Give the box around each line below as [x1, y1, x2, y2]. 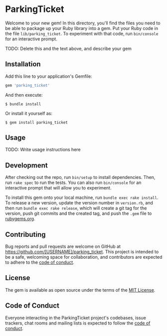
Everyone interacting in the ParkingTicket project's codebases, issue [5, 315, 146, 321]
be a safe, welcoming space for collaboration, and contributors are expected [5, 254, 163, 260]
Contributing [5, 230, 46, 239]
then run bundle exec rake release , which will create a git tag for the [5, 205, 147, 211]
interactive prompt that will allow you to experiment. [5, 185, 112, 191]
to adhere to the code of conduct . [5, 259, 75, 265]
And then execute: [5, 92, 43, 98]
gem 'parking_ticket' [5, 83, 50, 88]
